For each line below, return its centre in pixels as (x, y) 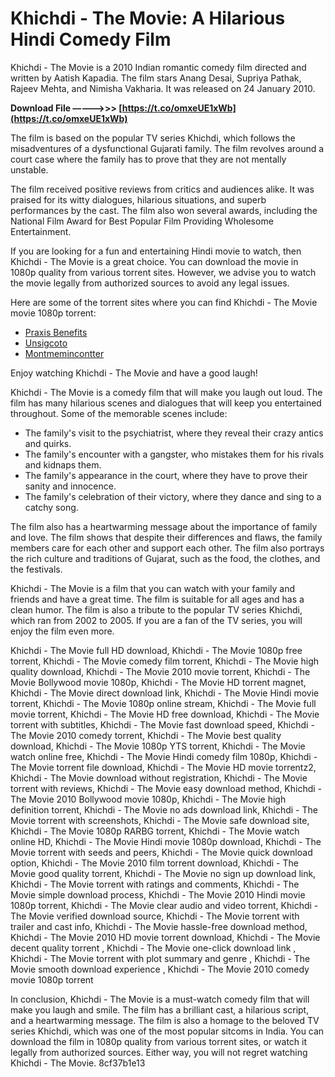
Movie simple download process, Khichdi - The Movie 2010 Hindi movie (158, 894)
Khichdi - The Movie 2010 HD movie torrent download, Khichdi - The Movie (165, 937)
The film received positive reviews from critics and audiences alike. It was (162, 189)
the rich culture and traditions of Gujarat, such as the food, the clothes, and (165, 558)
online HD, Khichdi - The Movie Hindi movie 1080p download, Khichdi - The (166, 841)
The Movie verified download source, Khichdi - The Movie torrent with (155, 916)
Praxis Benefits (56, 332)
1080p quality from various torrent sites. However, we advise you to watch (163, 272)
